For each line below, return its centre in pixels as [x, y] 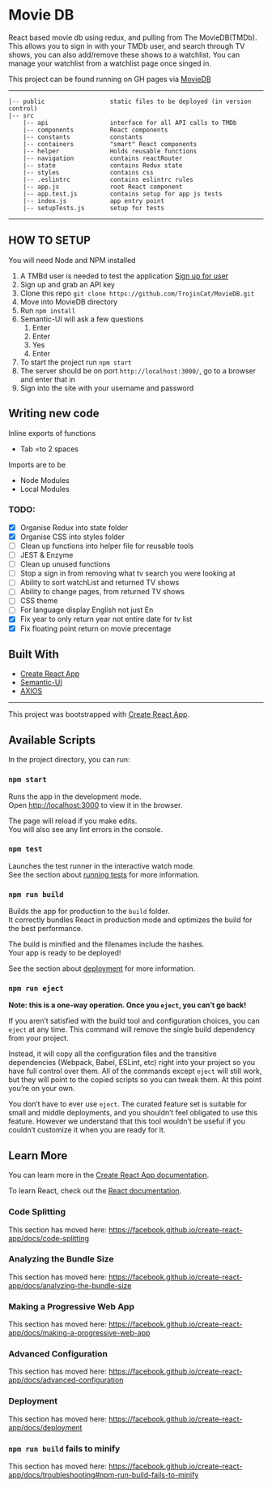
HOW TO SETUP [50, 241]
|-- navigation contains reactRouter [103, 158]
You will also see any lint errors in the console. [86, 829]
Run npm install [48, 310]
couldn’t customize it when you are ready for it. [87, 1130]
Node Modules [45, 480]
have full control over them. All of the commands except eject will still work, [135, 1071]
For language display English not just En [87, 610]
